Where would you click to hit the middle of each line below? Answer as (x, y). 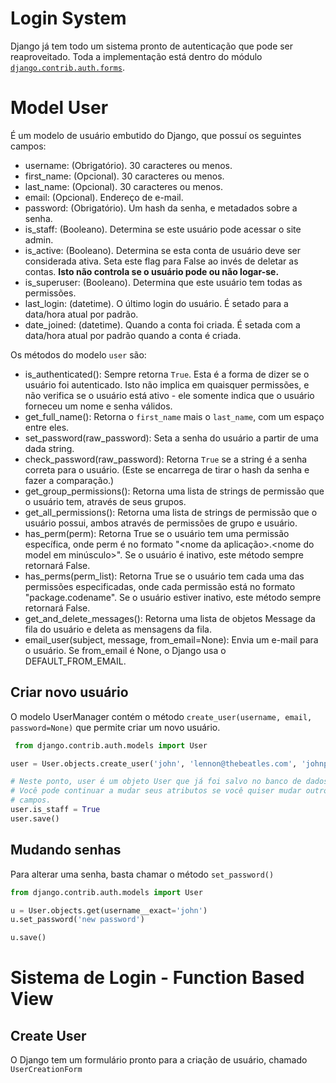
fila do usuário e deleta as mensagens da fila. (118, 629)
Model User (59, 108)
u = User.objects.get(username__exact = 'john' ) (109, 910)
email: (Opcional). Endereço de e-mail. (104, 197)
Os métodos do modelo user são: (78, 354)
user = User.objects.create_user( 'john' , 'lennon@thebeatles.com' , (154, 763)
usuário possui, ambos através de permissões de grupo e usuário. (161, 523)
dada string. (49, 448)
